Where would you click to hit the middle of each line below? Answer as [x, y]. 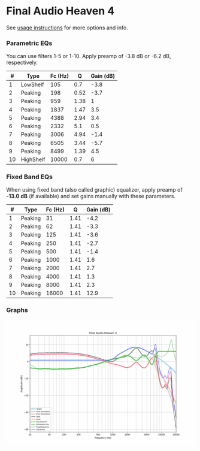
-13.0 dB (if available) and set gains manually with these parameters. [91, 196]
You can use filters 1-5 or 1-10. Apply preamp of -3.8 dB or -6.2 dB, [89, 56]
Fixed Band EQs [29, 177]
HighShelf [33, 159]
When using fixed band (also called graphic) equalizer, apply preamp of [94, 190]
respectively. [22, 63]
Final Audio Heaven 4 [60, 11]
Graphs [17, 310]
